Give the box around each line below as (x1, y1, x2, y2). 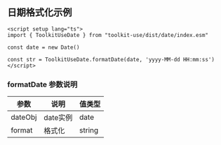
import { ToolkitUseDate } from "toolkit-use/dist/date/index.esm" (7, 31, 209, 38)
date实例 (43, 113, 73, 123)
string (79, 125, 99, 135)
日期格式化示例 (7, 6, 72, 19)
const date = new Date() (7, 44, 80, 51)
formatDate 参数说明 (7, 79, 78, 89)
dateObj (11, 112, 37, 122)
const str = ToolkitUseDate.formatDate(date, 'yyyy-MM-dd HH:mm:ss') (7, 56, 215, 63)
